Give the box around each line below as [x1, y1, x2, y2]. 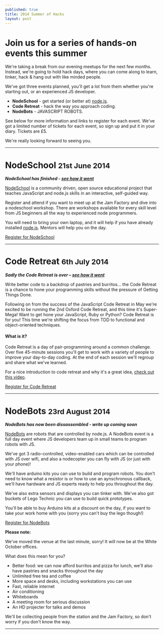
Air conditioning [12, 589, 44, 594]
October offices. [5, 544, 38, 550]
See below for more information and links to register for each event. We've [5, 118, 155, 124]
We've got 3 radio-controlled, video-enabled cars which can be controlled [5, 451, 154, 457]
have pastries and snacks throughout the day [12, 568, 103, 574]
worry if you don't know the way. [5, 619, 71, 625]
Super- [143, 307, 158, 312]
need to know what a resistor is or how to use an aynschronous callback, [5, 476, 152, 482]
